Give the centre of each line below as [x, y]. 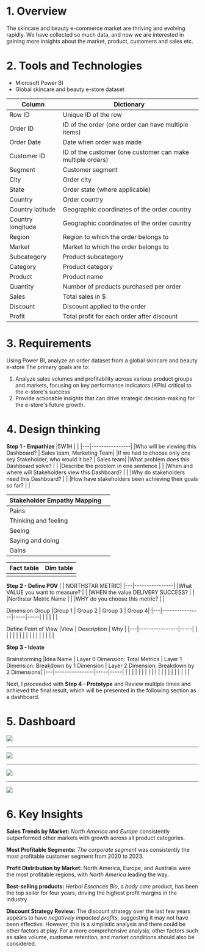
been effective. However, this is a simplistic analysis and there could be [96, 924]
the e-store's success [42, 392]
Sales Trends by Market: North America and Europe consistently [88, 831]
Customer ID [27, 156]
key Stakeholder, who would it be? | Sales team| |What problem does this [98, 459]
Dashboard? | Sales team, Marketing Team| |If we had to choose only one [99, 453]
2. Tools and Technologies [74, 66]
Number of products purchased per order [122, 287]
